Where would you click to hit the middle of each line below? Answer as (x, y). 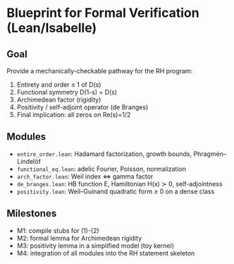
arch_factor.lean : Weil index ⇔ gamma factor (85, 176)
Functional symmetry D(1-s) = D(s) (67, 92)
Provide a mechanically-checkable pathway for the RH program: (100, 71)
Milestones (32, 214)
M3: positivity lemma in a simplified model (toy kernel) (95, 246)
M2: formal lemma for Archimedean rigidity (79, 238)
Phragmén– (210, 154)
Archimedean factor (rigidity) (59, 100)
